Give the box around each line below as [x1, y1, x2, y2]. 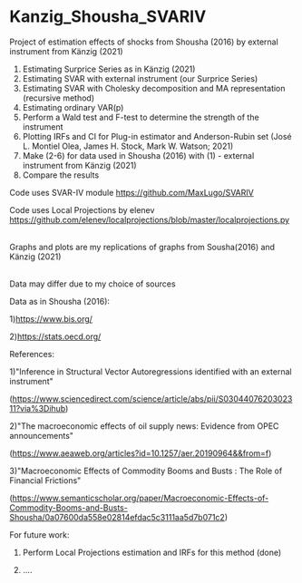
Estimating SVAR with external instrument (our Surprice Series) [22, 73, 258, 83]
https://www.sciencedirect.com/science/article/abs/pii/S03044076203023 [12, 393, 293, 404]
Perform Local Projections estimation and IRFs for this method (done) [22, 547, 282, 558]
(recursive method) [22, 92, 95, 103]
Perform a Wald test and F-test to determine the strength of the [22, 112, 260, 122]
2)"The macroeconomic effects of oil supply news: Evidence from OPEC [9, 420, 279, 432]
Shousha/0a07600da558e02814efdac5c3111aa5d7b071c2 [9, 511, 225, 522]
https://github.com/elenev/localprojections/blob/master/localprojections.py [9, 214, 290, 225]
